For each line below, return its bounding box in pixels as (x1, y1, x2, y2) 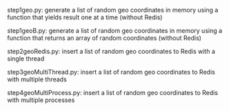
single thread (7, 54, 45, 63)
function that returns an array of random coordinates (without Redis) (7, 34, 202, 42)
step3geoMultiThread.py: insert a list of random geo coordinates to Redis (7, 68, 215, 76)
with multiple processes (7, 96, 75, 104)
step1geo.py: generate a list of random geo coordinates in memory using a (7, 6, 219, 14)
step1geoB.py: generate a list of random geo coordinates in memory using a (7, 27, 223, 34)
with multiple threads (7, 75, 67, 83)
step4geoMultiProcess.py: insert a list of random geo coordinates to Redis (7, 89, 219, 97)
